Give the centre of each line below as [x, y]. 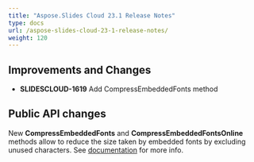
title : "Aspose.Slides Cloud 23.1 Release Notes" [92, 15]
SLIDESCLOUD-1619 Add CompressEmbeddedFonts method [119, 89]
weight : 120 [28, 38]
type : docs [26, 23]
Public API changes [58, 114]
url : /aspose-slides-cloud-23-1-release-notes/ [89, 30]
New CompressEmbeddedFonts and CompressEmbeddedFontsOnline [126, 133]
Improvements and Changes [80, 69]
